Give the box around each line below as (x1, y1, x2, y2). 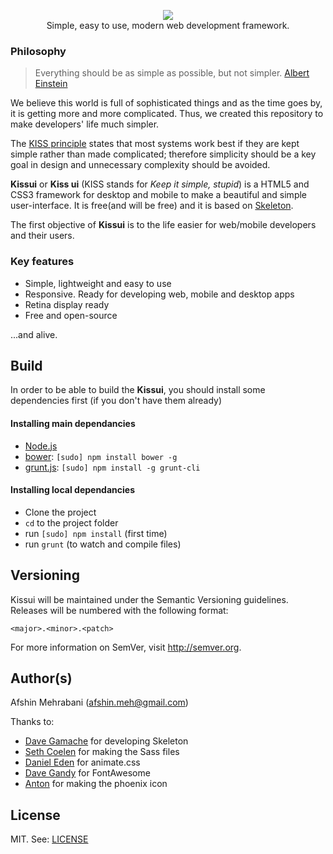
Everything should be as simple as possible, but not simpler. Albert (34, 67, 310, 79)
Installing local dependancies (10, 484, 135, 496)
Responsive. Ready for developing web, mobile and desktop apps (24, 288, 295, 300)
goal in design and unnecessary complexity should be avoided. (10, 159, 271, 171)
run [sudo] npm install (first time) (24, 527, 168, 539)
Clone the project (24, 506, 97, 518)
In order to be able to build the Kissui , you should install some (10, 384, 266, 396)
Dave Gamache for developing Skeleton (24, 735, 189, 747)
